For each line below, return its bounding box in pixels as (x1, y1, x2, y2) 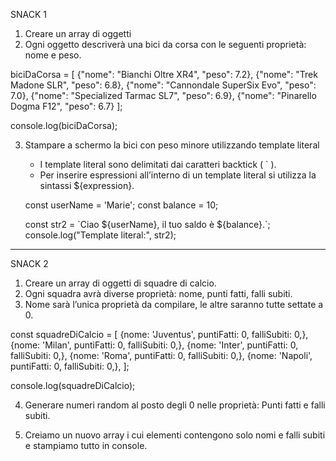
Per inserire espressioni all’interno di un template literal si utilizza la (39, 169, 317, 181)
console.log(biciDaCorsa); (10, 120, 118, 131)
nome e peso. (24, 49, 82, 61)
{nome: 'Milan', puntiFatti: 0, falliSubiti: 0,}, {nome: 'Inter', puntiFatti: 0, (10, 339, 299, 351)
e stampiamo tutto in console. (24, 440, 148, 451)
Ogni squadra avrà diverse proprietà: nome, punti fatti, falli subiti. (24, 288, 293, 299)
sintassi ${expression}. (39, 180, 135, 191)
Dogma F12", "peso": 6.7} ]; (10, 100, 123, 112)
